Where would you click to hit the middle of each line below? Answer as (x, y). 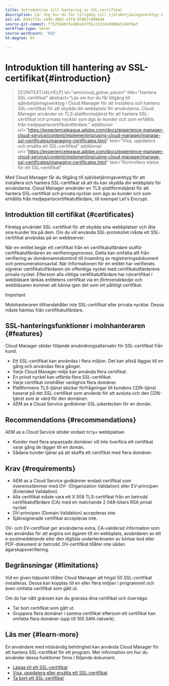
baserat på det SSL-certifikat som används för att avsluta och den (81, 393)
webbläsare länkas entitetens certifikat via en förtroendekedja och (74, 280)
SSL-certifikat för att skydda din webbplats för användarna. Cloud (86, 108)
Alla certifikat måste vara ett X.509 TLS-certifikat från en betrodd (80, 497)
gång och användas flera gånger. (47, 367)
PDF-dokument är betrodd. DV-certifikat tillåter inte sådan (65, 544)
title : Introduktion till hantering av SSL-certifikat (64, 10)
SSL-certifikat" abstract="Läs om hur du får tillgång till (74, 98)
